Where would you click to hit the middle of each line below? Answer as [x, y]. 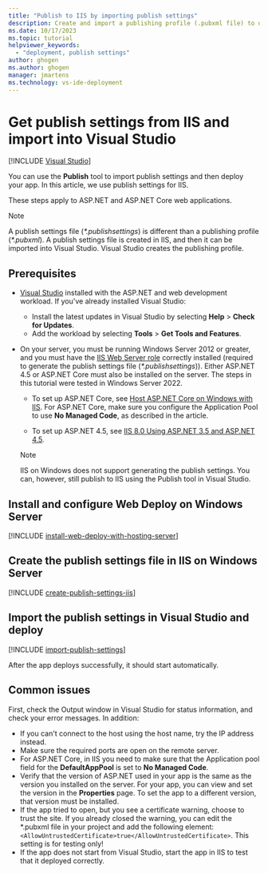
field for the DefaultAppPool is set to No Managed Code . [114, 767]
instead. [33, 742]
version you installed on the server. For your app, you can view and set [136, 784]
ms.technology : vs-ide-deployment [66, 82]
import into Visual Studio [93, 139]
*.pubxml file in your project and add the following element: [116, 827]
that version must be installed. [69, 801]
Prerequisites [42, 274]
